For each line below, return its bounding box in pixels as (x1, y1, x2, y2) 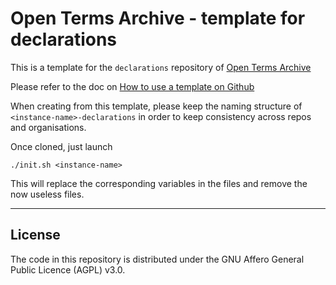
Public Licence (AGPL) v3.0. (10, 263, 126, 276)
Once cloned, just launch (10, 140, 113, 152)
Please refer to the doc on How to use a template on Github (10, 80, 255, 92)
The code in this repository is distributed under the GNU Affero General (10, 253, 305, 265)
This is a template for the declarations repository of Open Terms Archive (10, 61, 312, 73)
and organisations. (10, 121, 87, 133)
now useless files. (10, 188, 85, 200)
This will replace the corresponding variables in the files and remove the (10, 177, 308, 189)
